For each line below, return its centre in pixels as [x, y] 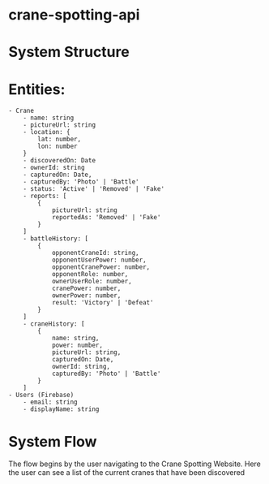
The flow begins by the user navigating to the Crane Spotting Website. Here [135, 464]
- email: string [51, 402]
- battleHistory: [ [56, 239]
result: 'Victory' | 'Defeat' [102, 303]
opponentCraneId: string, [95, 253]
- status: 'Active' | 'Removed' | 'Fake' [94, 189]
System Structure [69, 52]
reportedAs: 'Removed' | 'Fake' [106, 218]
